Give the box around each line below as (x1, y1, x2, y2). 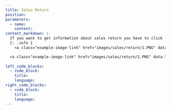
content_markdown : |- (5, 31, 51, 36)
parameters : (5, 17, 31, 22)
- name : (10, 21, 26, 27)
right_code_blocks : (5, 83, 47, 88)
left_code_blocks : (5, 64, 44, 69)
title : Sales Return (5, 7, 49, 13)
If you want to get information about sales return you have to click (10, 36, 163, 41)
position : (5, 12, 26, 17)
